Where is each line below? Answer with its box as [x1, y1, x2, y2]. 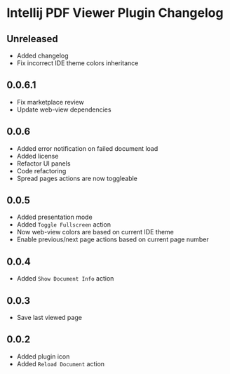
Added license [16, 152, 59, 160]
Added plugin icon [16, 352, 70, 361]
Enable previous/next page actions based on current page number [16, 235, 209, 243]
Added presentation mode [16, 213, 93, 222]
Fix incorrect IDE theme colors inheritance [16, 59, 139, 67]
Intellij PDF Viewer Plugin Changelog [6, 5, 224, 21]
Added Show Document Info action [16, 274, 114, 283]
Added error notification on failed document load [16, 144, 158, 152]
